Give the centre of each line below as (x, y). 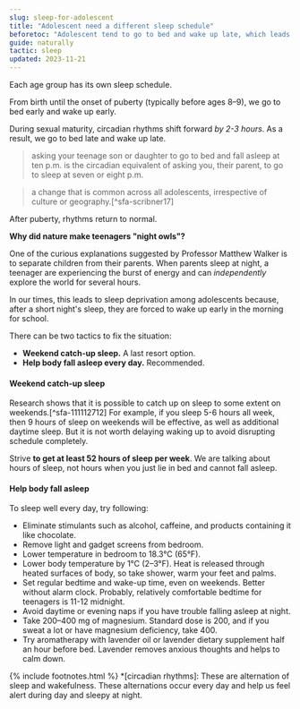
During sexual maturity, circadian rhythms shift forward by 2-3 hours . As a (146, 129)
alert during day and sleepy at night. (76, 696)
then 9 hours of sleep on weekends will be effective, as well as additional (144, 423)
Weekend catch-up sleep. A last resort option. (109, 353)
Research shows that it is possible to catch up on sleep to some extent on (145, 403)
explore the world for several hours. (75, 282)
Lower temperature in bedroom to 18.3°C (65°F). (111, 554)
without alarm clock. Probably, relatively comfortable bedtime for (142, 593)
